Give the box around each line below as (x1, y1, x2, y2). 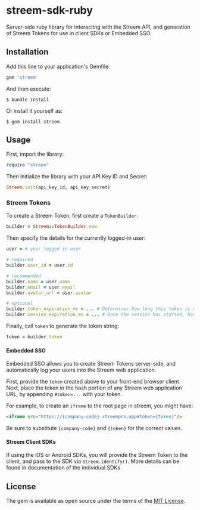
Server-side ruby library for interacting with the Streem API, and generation (6, 23, 190, 30)
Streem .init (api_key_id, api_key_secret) (6, 184, 111, 191)
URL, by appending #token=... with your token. (6, 391, 122, 398)
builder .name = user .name (6, 279, 70, 285)
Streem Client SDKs (6, 438, 57, 445)
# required (6, 257, 33, 263)
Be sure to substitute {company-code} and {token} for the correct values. (6, 425, 183, 432)
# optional (6, 301, 33, 307)
